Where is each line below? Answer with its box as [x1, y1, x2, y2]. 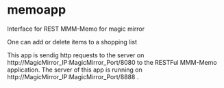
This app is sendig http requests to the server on [7, 50, 145, 59]
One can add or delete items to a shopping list [7, 38, 137, 46]
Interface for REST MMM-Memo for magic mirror [7, 25, 145, 33]
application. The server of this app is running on [7, 65, 142, 74]
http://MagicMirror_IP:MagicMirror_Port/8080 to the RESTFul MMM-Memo [7, 58, 217, 66]
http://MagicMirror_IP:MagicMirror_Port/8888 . [7, 72, 139, 80]
